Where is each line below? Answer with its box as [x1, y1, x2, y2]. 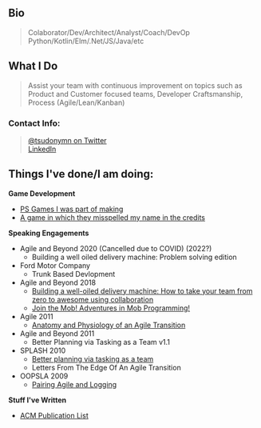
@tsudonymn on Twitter [27, 135, 107, 145]
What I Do [8, 59, 58, 73]
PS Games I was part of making [19, 204, 124, 214]
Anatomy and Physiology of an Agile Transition [31, 320, 186, 330]
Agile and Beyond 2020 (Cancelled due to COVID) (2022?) [19, 243, 212, 253]
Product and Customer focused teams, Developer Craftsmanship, [27, 89, 243, 98]
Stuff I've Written [8, 395, 66, 405]
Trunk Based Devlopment [31, 269, 116, 278]
